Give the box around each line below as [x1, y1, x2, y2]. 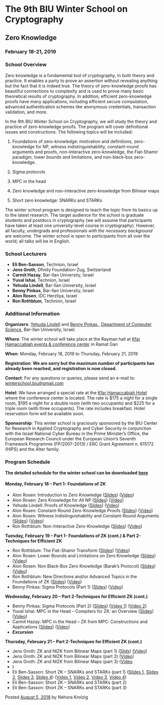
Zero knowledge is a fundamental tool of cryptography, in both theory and [5, 72, 155, 78]
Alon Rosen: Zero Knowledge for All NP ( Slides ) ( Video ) [12, 497, 124, 503]
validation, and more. [5, 109, 48, 115]
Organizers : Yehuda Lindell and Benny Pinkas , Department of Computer [5, 322, 152, 327]
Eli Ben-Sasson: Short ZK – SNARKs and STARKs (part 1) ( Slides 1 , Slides [12, 669, 159, 675]
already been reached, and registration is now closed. [5, 366, 117, 372]
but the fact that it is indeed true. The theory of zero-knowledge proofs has [5, 82, 157, 89]
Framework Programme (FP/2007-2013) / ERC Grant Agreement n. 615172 [5, 441, 154, 447]
